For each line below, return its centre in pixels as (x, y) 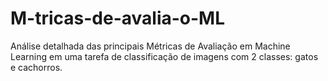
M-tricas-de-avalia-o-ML (118, 18)
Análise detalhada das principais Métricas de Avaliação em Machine (150, 46)
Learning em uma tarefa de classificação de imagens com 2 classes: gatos (164, 56)
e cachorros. (36, 67)
